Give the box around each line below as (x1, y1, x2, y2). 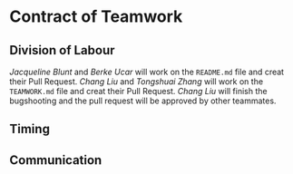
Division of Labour (9, 43, 115, 58)
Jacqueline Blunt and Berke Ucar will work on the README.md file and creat (9, 66, 284, 77)
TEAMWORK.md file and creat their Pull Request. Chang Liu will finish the (9, 86, 268, 96)
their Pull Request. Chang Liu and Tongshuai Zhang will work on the (9, 76, 264, 87)
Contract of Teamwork (9, 6, 183, 27)
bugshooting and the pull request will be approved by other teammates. (9, 95, 277, 106)
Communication (9, 152, 103, 168)
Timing (9, 121, 50, 137)
